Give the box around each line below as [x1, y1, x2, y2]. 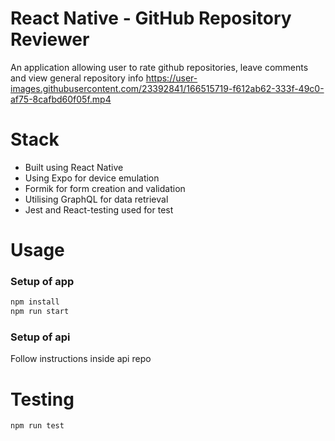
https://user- [145, 72, 198, 84]
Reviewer [10, 28, 90, 51]
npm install [10, 297, 60, 307]
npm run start [10, 307, 70, 317]
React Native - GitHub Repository [10, 7, 292, 30]
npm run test [10, 421, 65, 431]
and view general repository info [10, 72, 144, 84]
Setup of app [10, 274, 75, 288]
